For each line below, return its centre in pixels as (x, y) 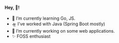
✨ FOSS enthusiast (31, 36)
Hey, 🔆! (12, 7)
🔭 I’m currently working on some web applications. (63, 31)
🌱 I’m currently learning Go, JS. (43, 18)
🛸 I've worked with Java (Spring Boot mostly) (59, 24)
